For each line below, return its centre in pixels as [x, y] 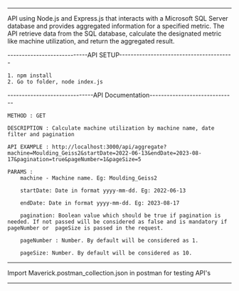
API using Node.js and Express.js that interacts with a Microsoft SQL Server [118, 18]
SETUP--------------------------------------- [165, 55]
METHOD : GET [27, 116]
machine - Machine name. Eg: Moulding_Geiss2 [89, 178]
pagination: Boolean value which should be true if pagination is [121, 215]
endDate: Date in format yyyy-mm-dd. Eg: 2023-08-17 [100, 203]
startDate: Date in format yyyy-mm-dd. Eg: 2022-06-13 [103, 190]
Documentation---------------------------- [167, 95]
